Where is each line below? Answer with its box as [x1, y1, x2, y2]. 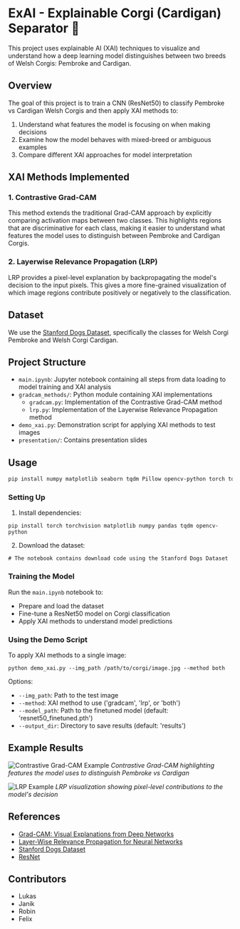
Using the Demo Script [8, 634, 88, 644]
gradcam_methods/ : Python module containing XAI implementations [18, 391, 213, 399]
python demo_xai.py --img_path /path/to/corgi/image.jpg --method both [8, 664, 225, 672]
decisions [18, 127, 47, 136]
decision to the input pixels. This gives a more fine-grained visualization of [8, 281, 226, 289]
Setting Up [8, 492, 46, 502]
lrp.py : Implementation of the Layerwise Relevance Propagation [28, 406, 218, 414]
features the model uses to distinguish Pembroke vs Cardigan [8, 768, 189, 777]
